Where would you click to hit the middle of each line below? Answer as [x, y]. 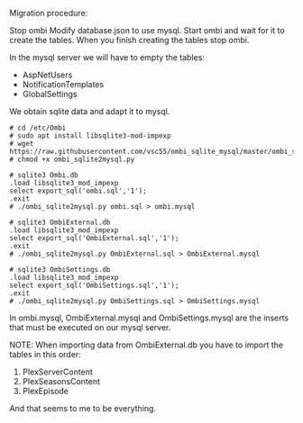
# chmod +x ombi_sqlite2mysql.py [72, 159]
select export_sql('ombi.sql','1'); [78, 191]
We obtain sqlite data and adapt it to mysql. [90, 111]
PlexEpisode [46, 391]
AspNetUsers [47, 75]
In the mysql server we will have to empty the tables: [107, 57]
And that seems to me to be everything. [83, 408]
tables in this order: [45, 354]
